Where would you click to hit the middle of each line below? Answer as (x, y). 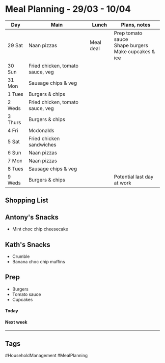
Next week (16, 322)
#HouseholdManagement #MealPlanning (46, 356)
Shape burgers (131, 45)
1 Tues (15, 94)
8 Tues (15, 169)
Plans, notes (136, 25)
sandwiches (42, 145)
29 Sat (15, 45)
